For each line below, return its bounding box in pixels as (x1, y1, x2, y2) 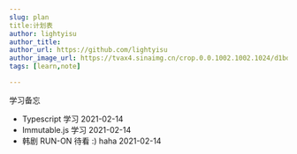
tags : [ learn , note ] (9, 62, 81, 71)
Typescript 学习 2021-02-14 (21, 114, 124, 124)
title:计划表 (9, 21, 53, 30)
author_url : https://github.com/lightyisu (9, 46, 168, 55)
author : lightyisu (9, 29, 77, 38)
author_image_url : (9, 54, 77, 62)
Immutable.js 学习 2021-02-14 (21, 124, 132, 135)
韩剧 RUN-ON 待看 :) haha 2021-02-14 (21, 136, 162, 146)
